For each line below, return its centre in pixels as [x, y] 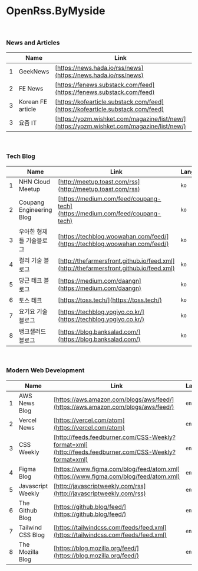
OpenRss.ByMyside [56, 11]
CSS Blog [32, 535]
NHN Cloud [34, 182]
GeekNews [34, 72]
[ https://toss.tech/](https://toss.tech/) [110, 300]
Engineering [35, 209]
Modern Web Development [45, 370]
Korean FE [33, 102]
